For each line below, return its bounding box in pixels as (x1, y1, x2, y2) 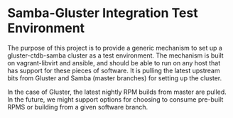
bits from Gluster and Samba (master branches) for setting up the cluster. (7, 73, 222, 82)
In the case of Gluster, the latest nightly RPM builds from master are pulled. (7, 87, 227, 96)
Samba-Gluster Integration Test (7, 5, 198, 21)
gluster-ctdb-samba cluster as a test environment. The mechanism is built (7, 51, 224, 60)
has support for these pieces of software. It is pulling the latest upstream (7, 66, 220, 75)
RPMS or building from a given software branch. (7, 102, 148, 111)
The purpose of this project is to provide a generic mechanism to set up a (7, 43, 222, 52)
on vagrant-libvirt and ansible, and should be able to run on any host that (7, 58, 221, 67)
